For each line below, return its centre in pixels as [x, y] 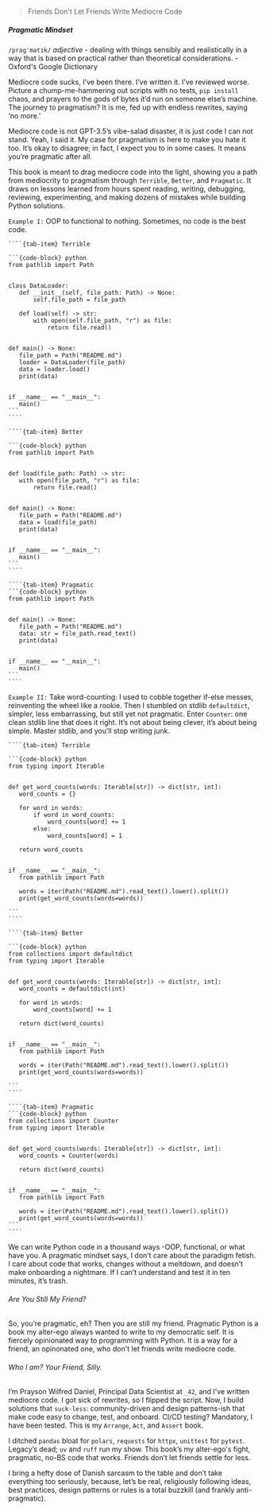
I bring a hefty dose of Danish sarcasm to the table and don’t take [115, 1473]
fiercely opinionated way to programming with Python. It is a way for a [123, 1341]
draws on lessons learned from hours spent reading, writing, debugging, [127, 188]
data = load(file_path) [58, 522]
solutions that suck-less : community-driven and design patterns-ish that [127, 1408]
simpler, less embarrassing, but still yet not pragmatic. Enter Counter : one [128, 714]
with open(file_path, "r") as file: [79, 480]
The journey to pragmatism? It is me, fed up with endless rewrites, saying [128, 107]
